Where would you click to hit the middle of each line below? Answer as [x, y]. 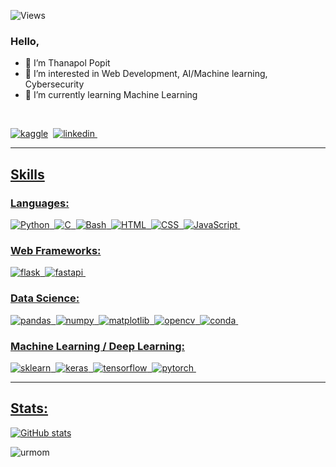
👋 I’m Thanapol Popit [67, 63]
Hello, [25, 41]
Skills [27, 174]
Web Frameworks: [56, 250]
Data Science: [45, 298]
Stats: [29, 408]
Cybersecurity [54, 84]
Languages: [40, 203]
